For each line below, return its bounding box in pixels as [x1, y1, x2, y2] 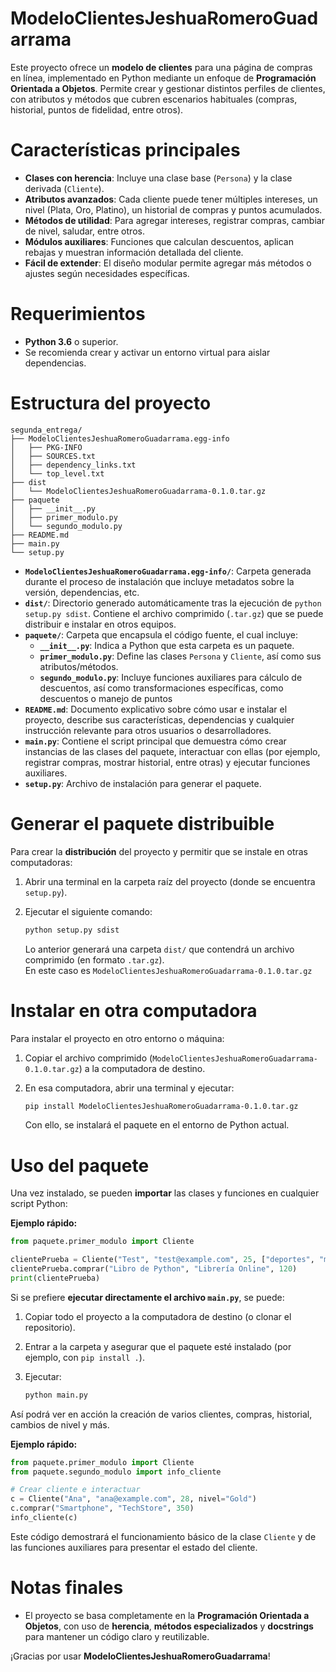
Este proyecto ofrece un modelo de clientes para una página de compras [10, 61, 313, 73]
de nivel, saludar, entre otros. [24, 225, 145, 237]
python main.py [24, 1390, 89, 1400]
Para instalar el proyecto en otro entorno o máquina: [10, 1032, 225, 1044]
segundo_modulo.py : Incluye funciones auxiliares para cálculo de [39, 671, 303, 683]
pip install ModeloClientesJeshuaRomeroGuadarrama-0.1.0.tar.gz [24, 1101, 299, 1111]
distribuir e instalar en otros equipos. [24, 618, 177, 630]
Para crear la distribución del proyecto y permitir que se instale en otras [10, 845, 308, 857]
